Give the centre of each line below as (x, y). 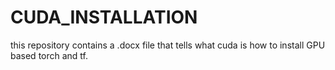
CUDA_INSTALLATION (104, 17)
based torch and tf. (49, 55)
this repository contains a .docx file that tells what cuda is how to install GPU (168, 45)
